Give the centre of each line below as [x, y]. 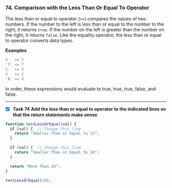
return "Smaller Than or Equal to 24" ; [57, 153]
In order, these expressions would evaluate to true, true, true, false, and [81, 89]
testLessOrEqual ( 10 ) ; [28, 180]
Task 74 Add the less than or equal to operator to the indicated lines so [89, 109]
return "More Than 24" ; [35, 166]
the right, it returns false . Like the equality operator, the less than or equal [83, 35]
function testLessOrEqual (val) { [41, 124]
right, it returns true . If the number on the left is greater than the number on [85, 30]
